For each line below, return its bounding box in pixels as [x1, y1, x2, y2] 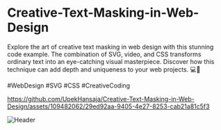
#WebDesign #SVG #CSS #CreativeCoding [7, 81, 131, 90]
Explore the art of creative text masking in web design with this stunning [7, 42, 214, 51]
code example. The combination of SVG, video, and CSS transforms [7, 50, 202, 58]
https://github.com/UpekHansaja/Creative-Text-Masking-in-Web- [7, 95, 195, 103]
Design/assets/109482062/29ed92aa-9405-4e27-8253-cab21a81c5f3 [7, 102, 210, 111]
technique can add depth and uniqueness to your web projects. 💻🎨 [7, 65, 201, 74]
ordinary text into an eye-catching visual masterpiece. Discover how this [7, 57, 215, 65]
